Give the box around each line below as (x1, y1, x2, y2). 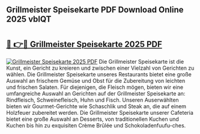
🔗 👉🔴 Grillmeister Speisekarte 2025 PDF (6, 39, 162, 49)
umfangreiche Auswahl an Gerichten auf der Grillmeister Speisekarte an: (6, 90, 186, 97)
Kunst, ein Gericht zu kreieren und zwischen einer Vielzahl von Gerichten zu (6, 64, 195, 72)
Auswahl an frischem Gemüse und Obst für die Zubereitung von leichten (6, 78, 186, 84)
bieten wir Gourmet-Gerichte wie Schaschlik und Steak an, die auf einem (6, 103, 187, 110)
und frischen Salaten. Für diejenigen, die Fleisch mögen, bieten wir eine (6, 84, 184, 91)
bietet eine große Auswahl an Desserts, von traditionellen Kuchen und (6, 115, 179, 123)
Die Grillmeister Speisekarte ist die (98, 58, 184, 65)
